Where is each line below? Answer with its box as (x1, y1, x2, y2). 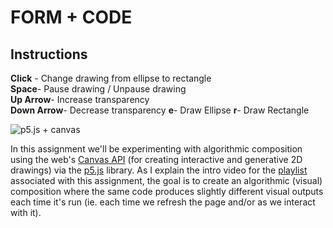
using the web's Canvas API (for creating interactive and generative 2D (10, 154, 303, 165)
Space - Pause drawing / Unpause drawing (10, 83, 187, 95)
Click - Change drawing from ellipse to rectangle (10, 72, 212, 84)
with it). (10, 207, 42, 218)
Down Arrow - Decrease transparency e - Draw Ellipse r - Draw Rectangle (10, 104, 310, 116)
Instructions (10, 46, 88, 63)
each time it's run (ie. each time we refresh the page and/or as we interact (10, 196, 316, 208)
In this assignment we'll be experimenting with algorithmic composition (10, 143, 303, 155)
